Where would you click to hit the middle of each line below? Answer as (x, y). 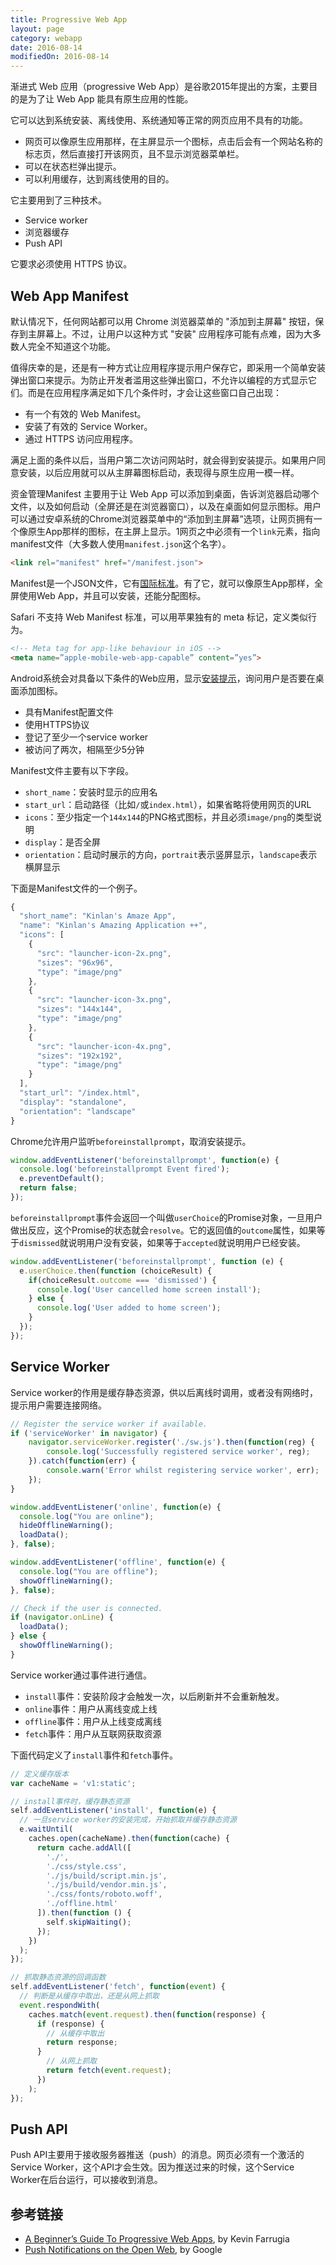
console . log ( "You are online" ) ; (87, 1516)
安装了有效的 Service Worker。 (88, 426)
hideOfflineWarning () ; (66, 1526)
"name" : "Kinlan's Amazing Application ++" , (113, 926)
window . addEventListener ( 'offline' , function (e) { (118, 1562)
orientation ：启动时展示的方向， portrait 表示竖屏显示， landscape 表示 (171, 854)
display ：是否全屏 (62, 842)
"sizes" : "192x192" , (79, 1056)
